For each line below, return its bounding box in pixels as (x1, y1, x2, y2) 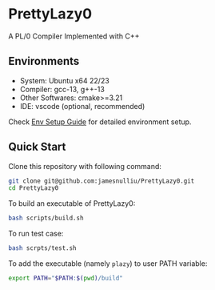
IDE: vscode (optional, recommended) (19, 101, 145, 111)
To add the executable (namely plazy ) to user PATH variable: (8, 259, 208, 268)
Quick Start (8, 140, 66, 154)
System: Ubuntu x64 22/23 (19, 75, 109, 85)
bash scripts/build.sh (8, 214, 84, 223)
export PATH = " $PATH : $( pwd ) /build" (8, 274, 124, 283)
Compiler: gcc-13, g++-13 (19, 84, 106, 94)
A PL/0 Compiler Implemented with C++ (8, 31, 140, 41)
